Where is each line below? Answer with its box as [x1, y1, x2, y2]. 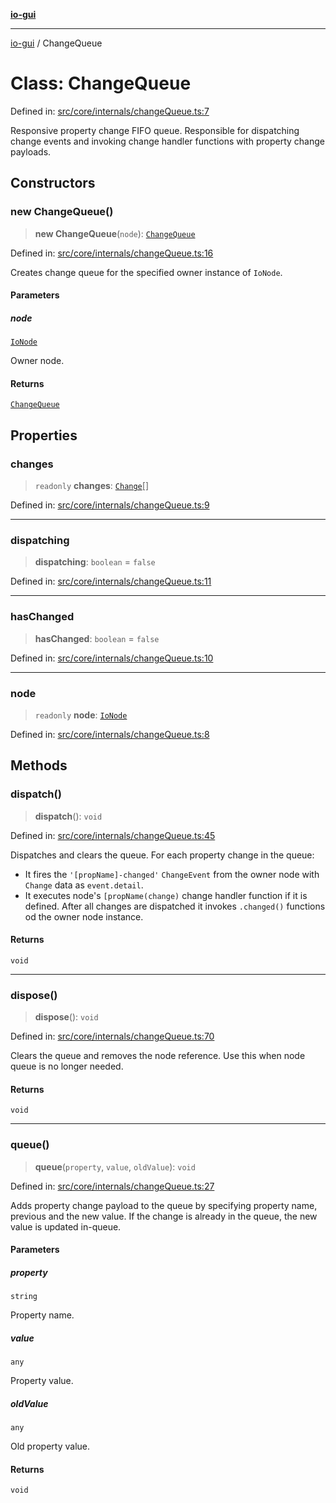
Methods [10, 757, 68, 774]
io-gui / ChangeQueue [10, 37, 103, 49]
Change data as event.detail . [24, 879, 144, 891]
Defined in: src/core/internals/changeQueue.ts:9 [10, 499, 210, 511]
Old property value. [10, 1440, 91, 1453]
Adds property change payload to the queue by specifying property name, [10, 1199, 318, 1211]
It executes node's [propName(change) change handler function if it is [24, 889, 308, 901]
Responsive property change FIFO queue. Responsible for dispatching [10, 124, 300, 136]
